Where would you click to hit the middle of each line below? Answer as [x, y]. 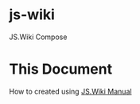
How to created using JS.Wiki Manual [70, 91]
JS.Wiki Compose [38, 37]
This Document [61, 69]
